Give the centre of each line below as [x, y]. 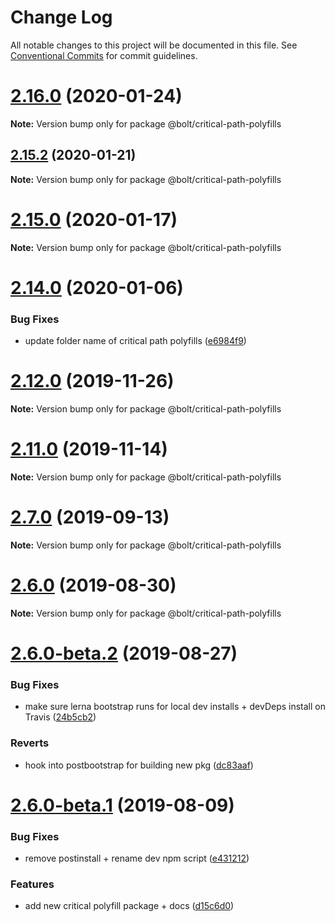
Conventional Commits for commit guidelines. [104, 55]
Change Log [61, 17]
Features [32, 884]
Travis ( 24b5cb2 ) [60, 717]
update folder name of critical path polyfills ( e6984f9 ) [135, 341]
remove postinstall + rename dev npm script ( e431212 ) [137, 858]
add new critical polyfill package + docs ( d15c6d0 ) [129, 906]
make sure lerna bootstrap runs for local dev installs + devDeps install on [175, 707]
